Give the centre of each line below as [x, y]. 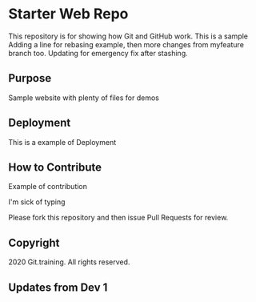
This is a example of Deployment [62, 142]
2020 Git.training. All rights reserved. [69, 262]
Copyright [34, 242]
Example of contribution [48, 187]
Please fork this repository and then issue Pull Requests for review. [118, 218]
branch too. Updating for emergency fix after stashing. [98, 53]
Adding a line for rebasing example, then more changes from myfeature [126, 44]
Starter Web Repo [68, 14]
